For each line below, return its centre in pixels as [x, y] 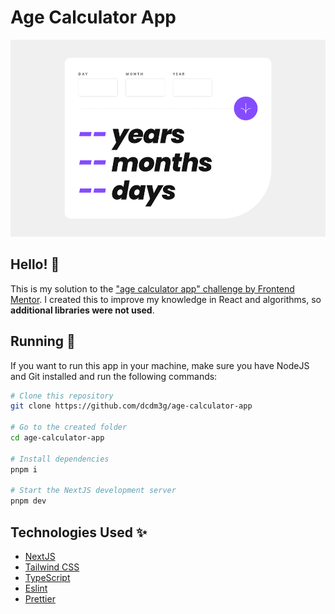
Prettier [40, 599]
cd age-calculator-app [57, 438]
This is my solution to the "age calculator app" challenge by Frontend [152, 288]
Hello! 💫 [35, 264]
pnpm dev [28, 501]
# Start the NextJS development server [93, 491]
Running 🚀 [43, 341]
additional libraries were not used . [82, 310]
